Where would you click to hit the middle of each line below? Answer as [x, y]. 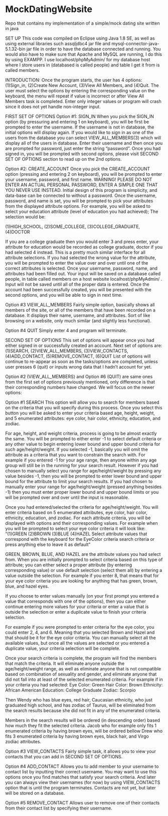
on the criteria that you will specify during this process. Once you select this [84, 407]
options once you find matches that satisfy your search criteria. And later [81, 777]
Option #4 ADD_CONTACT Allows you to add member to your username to [82, 766]
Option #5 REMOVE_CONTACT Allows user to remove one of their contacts [82, 802]
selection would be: [26, 216]
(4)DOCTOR [18, 231]
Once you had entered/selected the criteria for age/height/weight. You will [82, 507]
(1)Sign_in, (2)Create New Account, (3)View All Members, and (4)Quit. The [82, 85]
